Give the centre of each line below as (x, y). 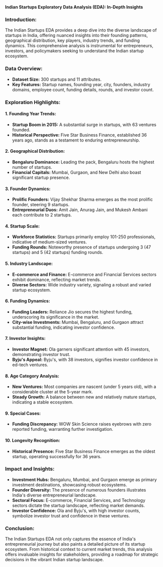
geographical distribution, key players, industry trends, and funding (72, 40)
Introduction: (21, 19)
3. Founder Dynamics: (28, 189)
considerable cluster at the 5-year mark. (53, 392)
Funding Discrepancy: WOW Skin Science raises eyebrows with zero (82, 424)
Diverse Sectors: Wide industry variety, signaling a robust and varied (82, 284)
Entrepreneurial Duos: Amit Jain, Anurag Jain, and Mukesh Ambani (80, 210)
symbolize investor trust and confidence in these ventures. (71, 515)
